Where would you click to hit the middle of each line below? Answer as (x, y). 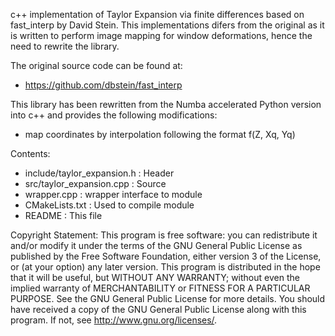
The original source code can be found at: (96, 65)
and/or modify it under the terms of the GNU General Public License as (156, 245)
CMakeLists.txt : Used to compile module (109, 205)
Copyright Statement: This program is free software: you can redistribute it (164, 235)
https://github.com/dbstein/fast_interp (103, 85)
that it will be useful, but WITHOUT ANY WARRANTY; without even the (155, 277)
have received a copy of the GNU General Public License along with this (158, 309)
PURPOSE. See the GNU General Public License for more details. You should (168, 298)
